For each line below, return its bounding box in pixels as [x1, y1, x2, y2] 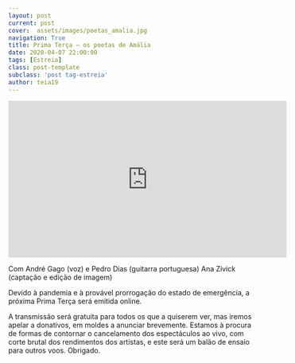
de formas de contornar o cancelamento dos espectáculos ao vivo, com [8, 328, 244, 338]
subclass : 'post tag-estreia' [8, 71, 109, 79]
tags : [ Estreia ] [8, 57, 62, 64]
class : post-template [8, 64, 80, 72]
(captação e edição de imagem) [8, 272, 113, 282]
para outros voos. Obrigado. [8, 345, 101, 355]
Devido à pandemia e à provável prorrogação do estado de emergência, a [8, 287, 250, 297]
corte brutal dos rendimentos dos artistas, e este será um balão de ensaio [8, 337, 250, 346]
